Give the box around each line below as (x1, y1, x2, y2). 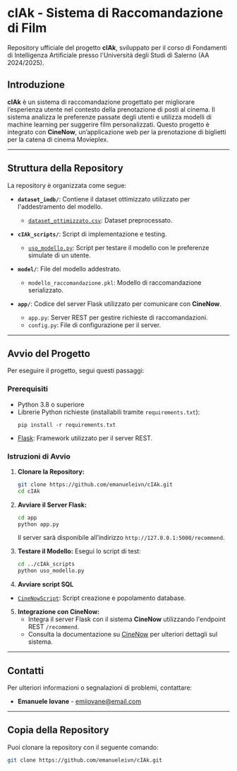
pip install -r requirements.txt (17, 421, 116, 428)
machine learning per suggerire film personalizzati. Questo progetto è (7, 120, 210, 129)
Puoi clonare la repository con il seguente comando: (7, 743, 159, 751)
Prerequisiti (7, 384, 48, 394)
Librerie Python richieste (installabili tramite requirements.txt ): (17, 408, 200, 416)
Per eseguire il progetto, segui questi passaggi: (7, 366, 145, 375)
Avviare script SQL (17, 580, 74, 589)
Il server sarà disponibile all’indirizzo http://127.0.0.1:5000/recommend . (17, 534, 225, 542)
